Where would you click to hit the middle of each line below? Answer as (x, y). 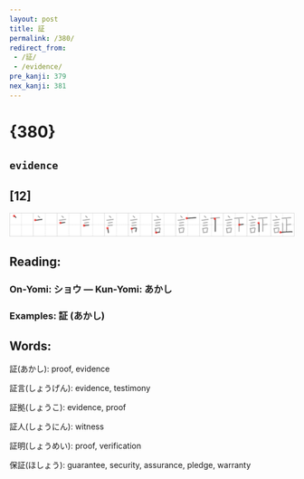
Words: (30, 345)
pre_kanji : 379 (38, 77)
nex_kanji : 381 (38, 86)
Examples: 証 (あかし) (57, 316)
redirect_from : (38, 48)
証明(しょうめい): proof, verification (76, 446)
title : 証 (27, 29)
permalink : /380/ (42, 38)
